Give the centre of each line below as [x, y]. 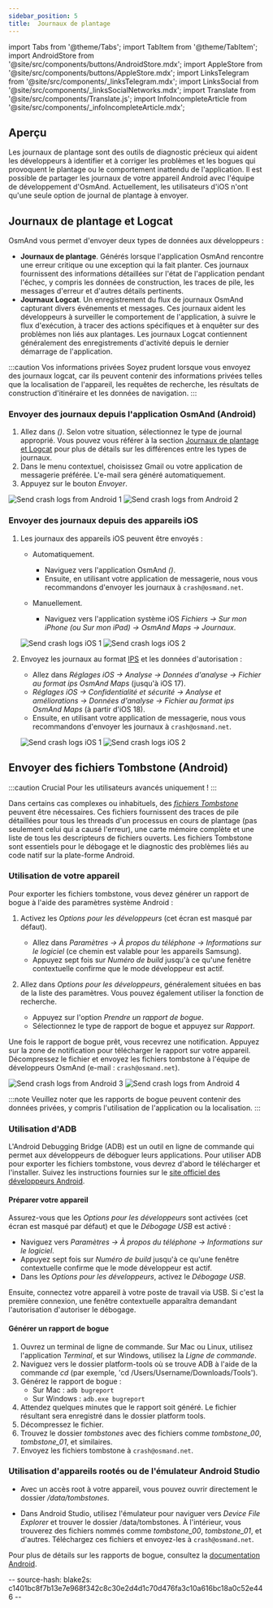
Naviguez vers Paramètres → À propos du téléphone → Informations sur [141, 1242]
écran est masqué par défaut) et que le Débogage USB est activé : [120, 1227]
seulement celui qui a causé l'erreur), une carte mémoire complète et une [131, 829]
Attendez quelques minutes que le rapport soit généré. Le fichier [128, 1407]
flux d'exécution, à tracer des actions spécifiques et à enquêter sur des [139, 325]
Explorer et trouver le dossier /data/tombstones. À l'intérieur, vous [130, 1522]
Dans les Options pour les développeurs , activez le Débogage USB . [133, 1277]
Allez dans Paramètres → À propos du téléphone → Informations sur [147, 942]
